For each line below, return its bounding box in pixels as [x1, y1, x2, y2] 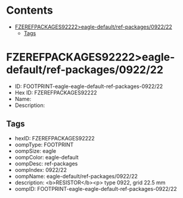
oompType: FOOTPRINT [14, 141, 74, 148]
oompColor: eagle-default [14, 153, 79, 161]
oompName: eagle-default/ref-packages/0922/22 [14, 172, 138, 180]
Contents [6, 4, 54, 17]
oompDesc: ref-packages [14, 160, 78, 167]
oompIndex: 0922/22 [14, 166, 67, 173]
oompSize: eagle [14, 147, 57, 155]
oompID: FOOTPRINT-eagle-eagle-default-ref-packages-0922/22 [14, 185, 177, 192]
